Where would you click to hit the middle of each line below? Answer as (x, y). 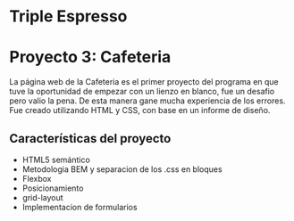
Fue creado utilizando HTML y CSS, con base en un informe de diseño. (140, 110)
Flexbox (37, 178)
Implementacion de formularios (80, 207)
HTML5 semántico (56, 160)
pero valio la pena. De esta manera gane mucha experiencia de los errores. (147, 101)
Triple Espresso (68, 16)
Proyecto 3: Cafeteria (90, 57)
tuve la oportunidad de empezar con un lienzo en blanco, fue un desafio (142, 92)
